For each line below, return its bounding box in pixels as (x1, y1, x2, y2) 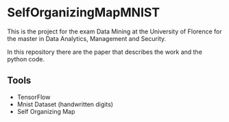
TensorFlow (16, 93, 51, 101)
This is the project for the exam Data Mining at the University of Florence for (7, 27, 223, 35)
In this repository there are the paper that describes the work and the (7, 48, 202, 56)
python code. (7, 55, 45, 63)
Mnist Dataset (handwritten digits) (16, 100, 114, 108)
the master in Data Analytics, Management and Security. (7, 34, 167, 42)
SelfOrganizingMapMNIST (7, 5, 160, 20)
